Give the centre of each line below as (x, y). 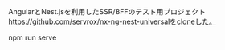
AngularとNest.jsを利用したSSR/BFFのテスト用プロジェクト (107, 12)
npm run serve (33, 37)
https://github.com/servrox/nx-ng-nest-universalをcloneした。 (112, 21)
